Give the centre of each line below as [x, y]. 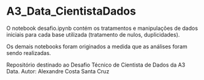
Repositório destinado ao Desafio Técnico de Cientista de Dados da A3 [96, 65]
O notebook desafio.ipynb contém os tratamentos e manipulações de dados [102, 28]
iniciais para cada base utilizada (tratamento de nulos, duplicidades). [93, 34]
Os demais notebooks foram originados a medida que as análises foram [97, 46]
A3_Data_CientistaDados [71, 11]
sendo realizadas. [29, 53]
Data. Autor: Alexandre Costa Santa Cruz [58, 71]
